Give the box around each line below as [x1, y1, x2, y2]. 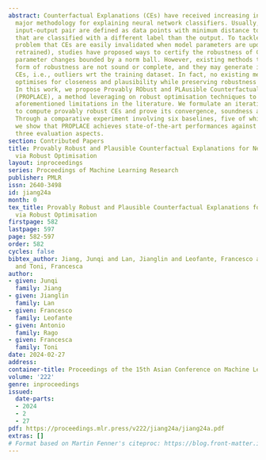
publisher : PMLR [8, 174, 62, 182]
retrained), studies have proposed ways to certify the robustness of [15, 48, 253, 56]
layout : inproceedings [8, 159, 83, 167]
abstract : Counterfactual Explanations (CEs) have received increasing [8, 11, 249, 20]
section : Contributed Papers [8, 136, 104, 145]
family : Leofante [15, 314, 73, 322]
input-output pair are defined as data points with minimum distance [15, 26, 249, 34]
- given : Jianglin [8, 292, 69, 300]
